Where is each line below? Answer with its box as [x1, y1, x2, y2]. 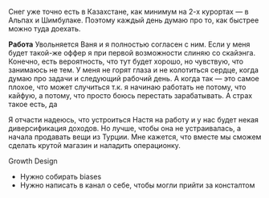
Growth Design [8, 156, 58, 166]
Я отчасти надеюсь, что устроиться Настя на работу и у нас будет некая [8, 115, 259, 124]
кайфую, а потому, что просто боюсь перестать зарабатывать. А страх [8, 91, 253, 100]
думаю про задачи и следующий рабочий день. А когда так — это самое [8, 74, 259, 83]
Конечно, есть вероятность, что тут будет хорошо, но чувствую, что [8, 56, 243, 66]
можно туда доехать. [8, 24, 81, 33]
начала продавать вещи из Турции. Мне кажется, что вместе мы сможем [8, 132, 262, 142]
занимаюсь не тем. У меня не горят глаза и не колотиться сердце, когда [8, 65, 259, 75]
